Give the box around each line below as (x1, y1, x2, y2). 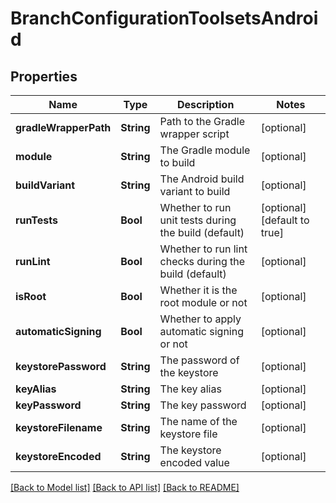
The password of (159, 353, 240, 367)
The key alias (159, 382, 222, 396)
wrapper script (159, 127, 230, 141)
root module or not (159, 296, 248, 309)
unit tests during (159, 213, 237, 227)
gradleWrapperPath (15, 121, 112, 134)
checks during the (159, 255, 246, 268)
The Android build (159, 172, 245, 186)
